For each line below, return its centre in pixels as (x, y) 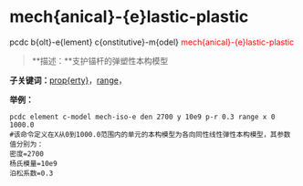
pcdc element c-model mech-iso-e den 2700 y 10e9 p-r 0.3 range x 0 (142, 117)
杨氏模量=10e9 (33, 163)
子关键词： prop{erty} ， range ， (68, 80)
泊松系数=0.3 (31, 173)
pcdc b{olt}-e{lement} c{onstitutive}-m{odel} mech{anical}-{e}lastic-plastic (152, 42)
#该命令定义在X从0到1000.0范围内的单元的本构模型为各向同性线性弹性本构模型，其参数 (150, 134)
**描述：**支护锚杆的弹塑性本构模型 (100, 60)
